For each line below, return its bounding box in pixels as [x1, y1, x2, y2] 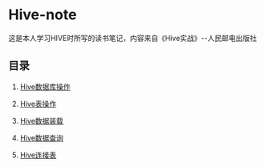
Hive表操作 [19, 99, 57, 108]
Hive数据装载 [19, 116, 64, 125]
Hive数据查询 [19, 132, 64, 142]
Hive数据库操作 [19, 82, 71, 92]
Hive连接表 [19, 150, 57, 160]
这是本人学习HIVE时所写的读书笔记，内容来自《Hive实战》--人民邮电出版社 [8, 33, 257, 43]
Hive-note [8, 6, 77, 24]
